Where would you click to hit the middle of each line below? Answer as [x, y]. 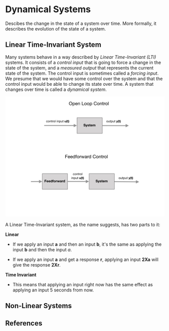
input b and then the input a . [42, 249]
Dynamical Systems [48, 9]
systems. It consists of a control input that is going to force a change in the [83, 62]
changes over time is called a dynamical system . [56, 89]
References [24, 323]
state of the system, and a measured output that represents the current [79, 68]
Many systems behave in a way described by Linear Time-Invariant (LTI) [81, 57]
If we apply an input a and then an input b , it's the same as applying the [87, 244]
